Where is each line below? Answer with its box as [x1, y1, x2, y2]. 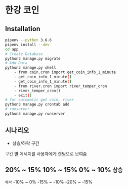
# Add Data [5, 60, 28, 66]
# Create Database [5, 51, 43, 56]
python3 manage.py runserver [5, 111, 65, 116]
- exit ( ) [14, 93, 32, 98]
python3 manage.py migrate [5, 56, 61, 61]
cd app [5, 47, 19, 52]
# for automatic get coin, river [5, 97, 74, 102]
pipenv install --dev [5, 42, 50, 47]
